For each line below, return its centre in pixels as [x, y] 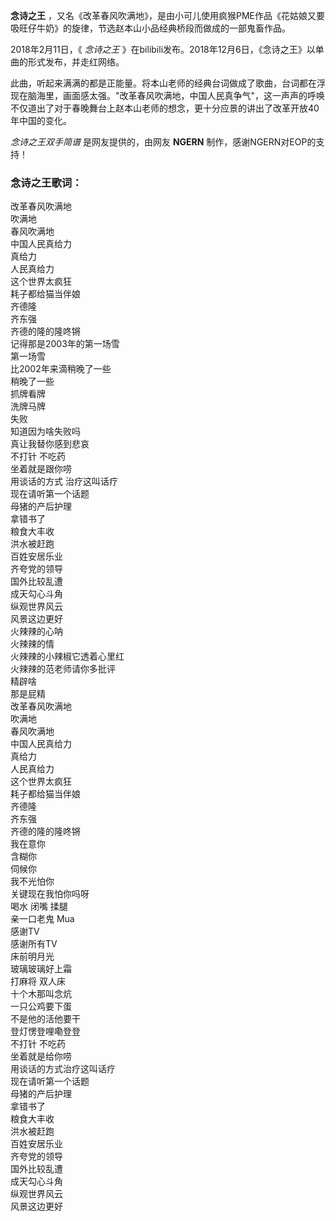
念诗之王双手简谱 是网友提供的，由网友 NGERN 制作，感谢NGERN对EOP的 [163, 142]
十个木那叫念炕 [41, 994]
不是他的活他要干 [45, 1019]
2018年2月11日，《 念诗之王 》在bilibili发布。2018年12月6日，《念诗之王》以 [163, 49]
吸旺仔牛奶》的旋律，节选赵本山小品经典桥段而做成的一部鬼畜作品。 [150, 28]
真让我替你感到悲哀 [50, 444]
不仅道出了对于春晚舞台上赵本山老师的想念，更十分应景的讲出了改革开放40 [165, 108]
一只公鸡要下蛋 [41, 1006]
